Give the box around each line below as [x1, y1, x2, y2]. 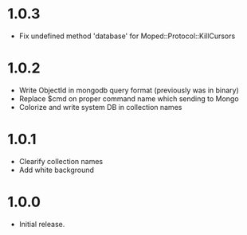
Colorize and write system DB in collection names [18, 102, 182, 112]
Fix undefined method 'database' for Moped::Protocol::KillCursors [18, 31, 236, 41]
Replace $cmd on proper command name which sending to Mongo [18, 93, 240, 104]
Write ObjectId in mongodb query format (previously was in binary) [18, 85, 240, 95]
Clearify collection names [18, 156, 104, 166]
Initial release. [18, 219, 65, 229]
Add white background [18, 165, 95, 174]
